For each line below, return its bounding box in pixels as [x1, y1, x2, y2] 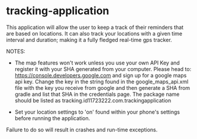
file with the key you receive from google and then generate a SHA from [14, 84, 190, 91]
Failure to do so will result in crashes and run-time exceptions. [6, 126, 158, 133]
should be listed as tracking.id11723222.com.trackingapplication [14, 96, 172, 104]
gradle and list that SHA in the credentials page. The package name [14, 90, 180, 98]
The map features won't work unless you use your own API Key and [14, 59, 180, 66]
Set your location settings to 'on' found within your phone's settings [14, 108, 180, 115]
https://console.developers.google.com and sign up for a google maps [14, 72, 187, 79]
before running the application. [14, 114, 91, 122]
